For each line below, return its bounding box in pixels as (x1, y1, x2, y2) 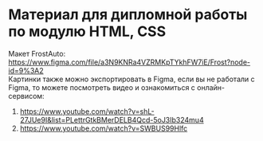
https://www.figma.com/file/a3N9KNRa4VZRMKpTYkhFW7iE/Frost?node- (8, 57, 251, 67)
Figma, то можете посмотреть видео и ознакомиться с (8, 82, 195, 92)
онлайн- (196, 82, 226, 92)
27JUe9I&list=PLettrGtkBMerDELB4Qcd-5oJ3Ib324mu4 (19, 115, 205, 124)
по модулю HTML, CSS (8, 22, 167, 41)
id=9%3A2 (8, 65, 44, 75)
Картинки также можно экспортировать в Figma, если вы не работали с (8, 74, 255, 84)
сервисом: (8, 91, 45, 100)
